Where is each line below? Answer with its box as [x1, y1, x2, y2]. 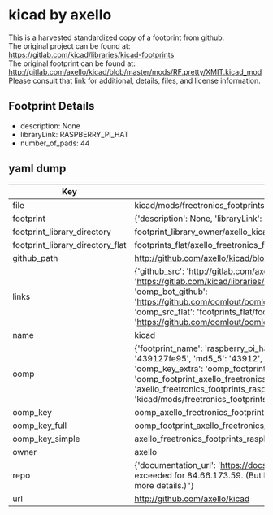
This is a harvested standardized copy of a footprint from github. [8, 32, 225, 42]
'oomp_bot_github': [133, 286, 208, 297]
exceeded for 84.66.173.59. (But [133, 470, 262, 481]
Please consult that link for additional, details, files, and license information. [8, 76, 262, 85]
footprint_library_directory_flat [12, 239, 127, 250]
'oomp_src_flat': [133, 306, 195, 318]
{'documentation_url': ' [133, 459, 221, 470]
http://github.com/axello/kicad [133, 493, 250, 504]
